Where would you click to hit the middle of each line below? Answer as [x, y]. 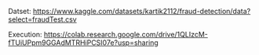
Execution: [25, 34]
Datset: [20, 11]
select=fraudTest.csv [42, 19]
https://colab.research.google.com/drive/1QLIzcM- [126, 34]
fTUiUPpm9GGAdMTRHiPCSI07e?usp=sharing [83, 43]
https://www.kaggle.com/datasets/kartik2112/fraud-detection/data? [142, 11]
